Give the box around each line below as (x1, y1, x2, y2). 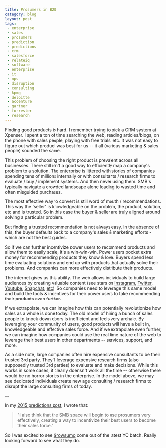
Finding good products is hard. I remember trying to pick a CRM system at (5, 127, 157, 133)
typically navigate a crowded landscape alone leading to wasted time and (5, 184, 155, 190)
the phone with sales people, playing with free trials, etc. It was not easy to (5, 137, 158, 143)
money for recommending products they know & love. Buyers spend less (5, 254, 154, 260)
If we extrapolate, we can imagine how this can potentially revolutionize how (5, 305, 161, 311)
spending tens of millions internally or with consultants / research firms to (5, 173, 156, 179)
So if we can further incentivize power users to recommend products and (5, 244, 155, 250)
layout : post (5, 16, 32, 21)
